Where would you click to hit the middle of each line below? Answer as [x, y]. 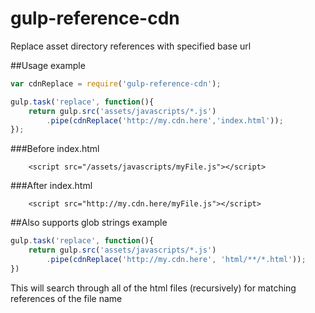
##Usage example [48, 65]
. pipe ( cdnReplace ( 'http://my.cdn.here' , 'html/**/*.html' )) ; [176, 260]
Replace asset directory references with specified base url [131, 46]
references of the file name [66, 298]
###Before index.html [55, 149]
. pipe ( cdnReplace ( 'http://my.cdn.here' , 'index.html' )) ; [165, 120]
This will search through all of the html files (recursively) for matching [153, 288]
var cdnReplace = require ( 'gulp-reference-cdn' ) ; [116, 83]
